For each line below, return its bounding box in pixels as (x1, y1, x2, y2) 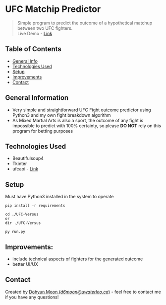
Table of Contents (5, 45, 62, 53)
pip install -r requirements (5, 203, 65, 208)
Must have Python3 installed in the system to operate (5, 194, 114, 200)
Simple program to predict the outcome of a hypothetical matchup (17, 20, 153, 26)
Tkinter (12, 160, 27, 167)
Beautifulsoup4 (12, 155, 44, 161)
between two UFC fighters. (17, 25, 73, 31)
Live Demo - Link (17, 30, 53, 36)
